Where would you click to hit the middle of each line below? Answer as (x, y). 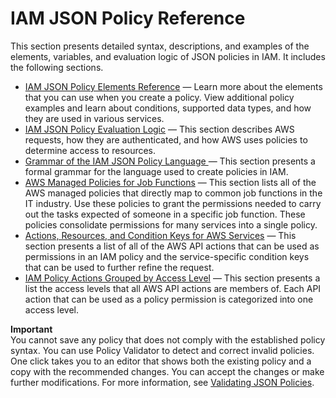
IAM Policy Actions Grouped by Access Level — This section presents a (172, 278)
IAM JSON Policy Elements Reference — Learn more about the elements (173, 86)
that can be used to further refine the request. (119, 267)
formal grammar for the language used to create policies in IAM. (156, 171)
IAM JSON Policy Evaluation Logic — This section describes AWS (159, 129)
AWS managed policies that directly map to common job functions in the (173, 193)
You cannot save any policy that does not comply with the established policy (168, 339)
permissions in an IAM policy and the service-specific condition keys (167, 256)
